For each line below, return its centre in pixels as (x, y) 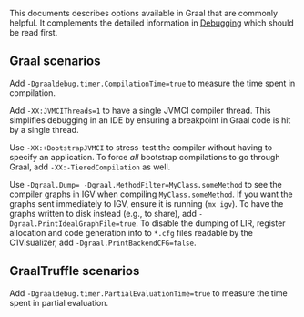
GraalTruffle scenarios (75, 271)
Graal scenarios (55, 61)
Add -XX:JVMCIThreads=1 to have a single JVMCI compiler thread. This (140, 110)
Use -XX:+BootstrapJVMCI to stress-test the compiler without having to (141, 147)
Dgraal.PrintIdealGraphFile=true (73, 224)
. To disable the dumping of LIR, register (210, 223)
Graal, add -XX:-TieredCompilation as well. (90, 167)
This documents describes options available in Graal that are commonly (144, 13)
